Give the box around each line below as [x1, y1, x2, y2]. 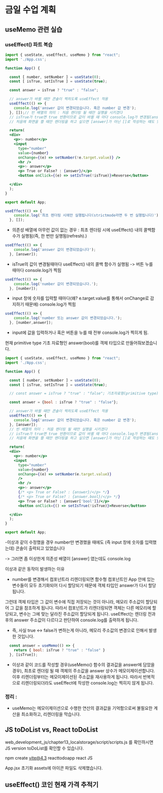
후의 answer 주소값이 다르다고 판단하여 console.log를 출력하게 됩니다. [5, 617, 139, 623]
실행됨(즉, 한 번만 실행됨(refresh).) [21, 233, 87, 239]
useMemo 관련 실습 [5, 25, 63, 34]
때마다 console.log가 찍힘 [12, 267, 62, 273]
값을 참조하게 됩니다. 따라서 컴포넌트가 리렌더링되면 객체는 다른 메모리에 [15, 605, 151, 611]
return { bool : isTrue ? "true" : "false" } [14, 648, 105, 652]
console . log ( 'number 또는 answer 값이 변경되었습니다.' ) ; [14, 316, 122, 321]
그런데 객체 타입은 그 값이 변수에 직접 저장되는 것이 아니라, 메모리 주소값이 [5, 599, 145, 604]
